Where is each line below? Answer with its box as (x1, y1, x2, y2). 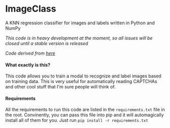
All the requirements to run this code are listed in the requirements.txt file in (5, 107, 165, 113)
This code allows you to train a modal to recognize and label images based (5, 73, 161, 79)
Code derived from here (5, 50, 56, 56)
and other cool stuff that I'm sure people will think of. (5, 84, 116, 90)
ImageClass (5, 3, 56, 15)
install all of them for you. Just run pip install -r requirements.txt (5, 117, 149, 123)
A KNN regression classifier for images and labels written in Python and (5, 20, 155, 26)
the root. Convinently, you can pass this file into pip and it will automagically (5, 112, 164, 118)
